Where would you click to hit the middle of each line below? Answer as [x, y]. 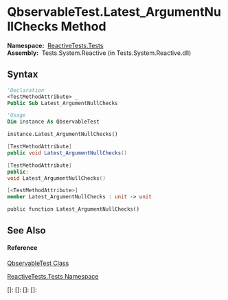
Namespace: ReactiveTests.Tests [55, 45]
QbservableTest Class [38, 263]
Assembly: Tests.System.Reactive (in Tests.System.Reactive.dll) [99, 53]
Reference [22, 248]
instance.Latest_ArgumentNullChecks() [62, 135]
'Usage [16, 115]
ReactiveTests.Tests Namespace [53, 276]
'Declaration [26, 90]
